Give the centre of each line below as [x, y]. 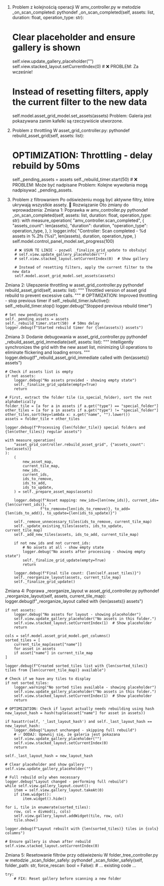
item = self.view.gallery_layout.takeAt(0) [59, 790]
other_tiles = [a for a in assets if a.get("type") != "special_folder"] [82, 410]
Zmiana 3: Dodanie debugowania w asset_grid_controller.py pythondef [76, 336]
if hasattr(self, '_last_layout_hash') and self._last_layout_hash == [79, 721]
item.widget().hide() [45, 799]
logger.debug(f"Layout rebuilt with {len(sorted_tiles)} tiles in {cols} [82, 829]
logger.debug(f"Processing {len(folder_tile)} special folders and [75, 427]
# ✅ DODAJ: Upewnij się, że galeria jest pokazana [67, 734]
